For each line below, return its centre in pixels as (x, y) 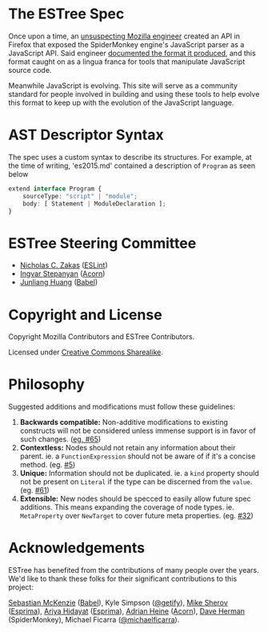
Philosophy (47, 384)
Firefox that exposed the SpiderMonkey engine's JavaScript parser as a (126, 44)
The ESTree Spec (66, 14)
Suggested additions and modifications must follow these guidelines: (122, 407)
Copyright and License (85, 315)
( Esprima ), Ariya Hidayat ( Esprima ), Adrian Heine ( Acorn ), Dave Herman (127, 611)
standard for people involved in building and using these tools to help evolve (134, 94)
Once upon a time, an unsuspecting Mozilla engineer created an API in (124, 36)
